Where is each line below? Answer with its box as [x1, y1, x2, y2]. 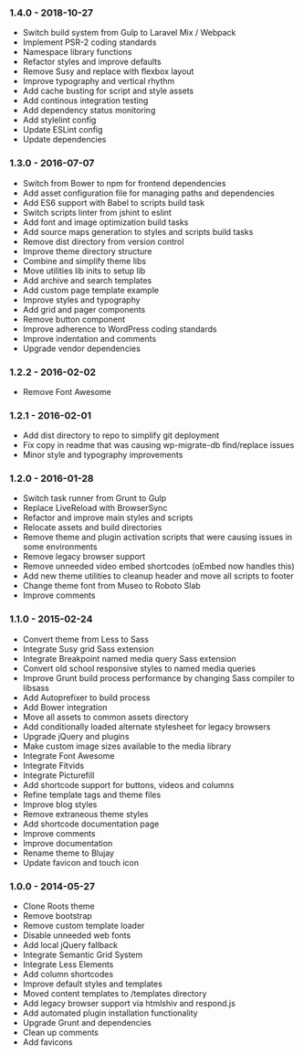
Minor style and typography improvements [22, 450, 183, 461]
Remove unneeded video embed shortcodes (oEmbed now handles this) [22, 560, 295, 572]
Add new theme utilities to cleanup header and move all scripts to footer [22, 570, 294, 581]
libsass [22, 682, 50, 693]
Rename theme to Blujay [22, 847, 115, 858]
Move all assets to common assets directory [22, 711, 189, 722]
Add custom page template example [22, 284, 160, 295]
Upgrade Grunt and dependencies [22, 1018, 152, 1028]
